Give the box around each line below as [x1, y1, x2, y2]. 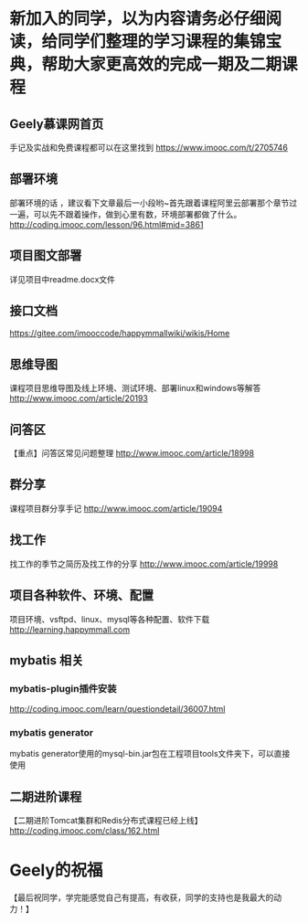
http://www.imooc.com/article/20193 [9, 393, 148, 404]
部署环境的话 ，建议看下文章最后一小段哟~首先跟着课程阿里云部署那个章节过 [9, 197, 298, 208]
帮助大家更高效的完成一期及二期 [41, 54, 282, 75]
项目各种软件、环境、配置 [9, 588, 154, 603]
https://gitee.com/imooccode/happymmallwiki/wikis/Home [9, 328, 230, 339]
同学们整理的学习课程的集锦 [58, 31, 267, 52]
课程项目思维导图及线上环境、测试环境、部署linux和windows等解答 [9, 383, 261, 394]
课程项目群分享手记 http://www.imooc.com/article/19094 [9, 503, 223, 514]
